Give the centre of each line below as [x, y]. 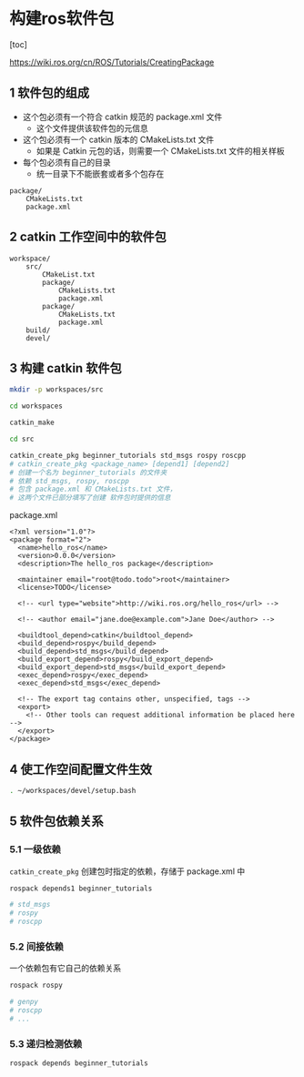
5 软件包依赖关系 [57, 822]
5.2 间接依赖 [36, 946]
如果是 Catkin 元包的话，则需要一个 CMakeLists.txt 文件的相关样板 [160, 150]
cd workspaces [36, 406]
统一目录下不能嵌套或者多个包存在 [100, 173]
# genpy [24, 1002]
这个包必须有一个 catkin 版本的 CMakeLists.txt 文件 [118, 139]
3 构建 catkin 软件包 [66, 368]
